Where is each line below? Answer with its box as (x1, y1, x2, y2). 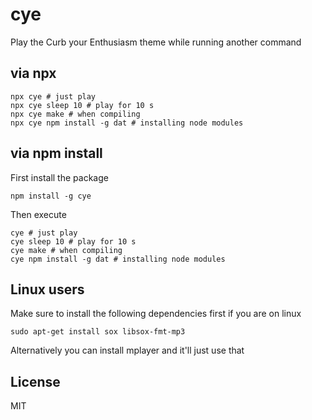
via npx (10, 65, 57, 82)
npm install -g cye (10, 191, 92, 201)
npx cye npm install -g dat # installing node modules (10, 118, 244, 128)
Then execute (10, 208, 67, 220)
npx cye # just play (10, 91, 97, 102)
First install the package (10, 171, 109, 183)
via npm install (10, 145, 103, 162)
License (10, 373, 61, 390)
